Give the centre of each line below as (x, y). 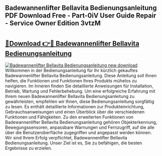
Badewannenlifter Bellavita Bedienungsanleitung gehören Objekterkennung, (81, 122)
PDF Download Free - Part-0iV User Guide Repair (81, 16)
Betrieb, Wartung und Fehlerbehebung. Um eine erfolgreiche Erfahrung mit (80, 91)
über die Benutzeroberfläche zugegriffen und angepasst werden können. (79, 133)
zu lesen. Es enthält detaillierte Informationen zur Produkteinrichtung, (75, 107)
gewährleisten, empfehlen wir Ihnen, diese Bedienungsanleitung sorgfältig (80, 101)
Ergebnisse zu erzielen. (29, 148)
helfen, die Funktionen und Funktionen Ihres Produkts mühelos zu (71, 81)
